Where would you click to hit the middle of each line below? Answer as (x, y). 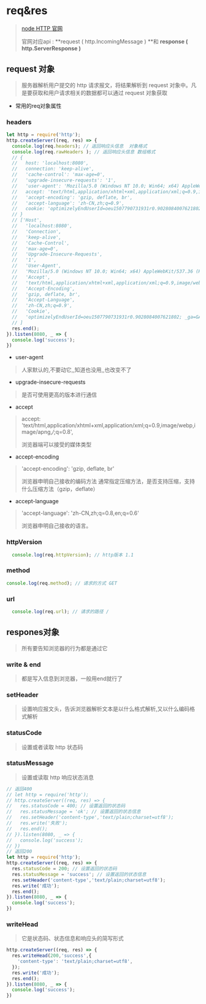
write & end (24, 664)
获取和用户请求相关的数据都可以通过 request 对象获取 (100, 93)
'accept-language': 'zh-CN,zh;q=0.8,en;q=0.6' (80, 513)
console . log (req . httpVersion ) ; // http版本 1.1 (73, 555)
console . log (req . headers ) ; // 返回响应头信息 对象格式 (80, 146)
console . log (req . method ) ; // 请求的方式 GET (62, 583)
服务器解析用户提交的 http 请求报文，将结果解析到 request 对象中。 (106, 85)
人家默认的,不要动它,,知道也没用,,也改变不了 (76, 370)
